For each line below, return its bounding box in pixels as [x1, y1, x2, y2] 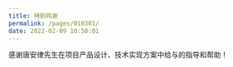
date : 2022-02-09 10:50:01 [8, 27, 100, 35]
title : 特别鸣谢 [8, 11, 58, 20]
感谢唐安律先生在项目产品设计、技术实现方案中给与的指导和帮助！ [8, 50, 228, 60]
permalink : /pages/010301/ [8, 19, 100, 27]
